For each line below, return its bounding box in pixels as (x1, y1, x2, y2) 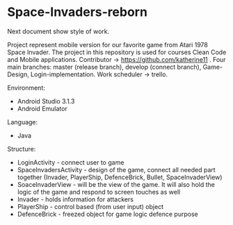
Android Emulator (17, 104, 67, 112)
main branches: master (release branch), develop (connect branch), (7, 62, 202, 71)
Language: (7, 117, 38, 126)
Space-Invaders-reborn (7, 4, 148, 20)
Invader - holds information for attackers (17, 195, 134, 203)
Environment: (7, 83, 45, 92)
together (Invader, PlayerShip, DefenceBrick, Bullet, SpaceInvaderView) (17, 173, 223, 181)
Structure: (7, 144, 36, 153)
